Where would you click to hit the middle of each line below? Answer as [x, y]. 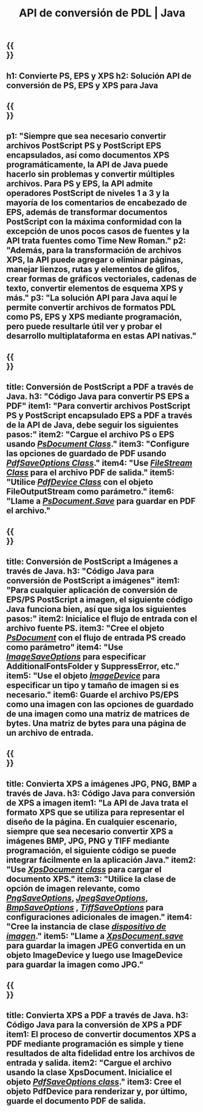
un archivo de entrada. [50, 733]
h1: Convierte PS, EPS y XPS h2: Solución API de [99, 76]
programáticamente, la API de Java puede [87, 165]
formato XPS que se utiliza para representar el [95, 812]
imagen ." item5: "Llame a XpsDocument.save [95, 936]
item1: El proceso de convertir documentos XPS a [101, 1034]
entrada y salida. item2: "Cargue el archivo [89, 1063]
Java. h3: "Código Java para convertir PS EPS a [98, 397]
